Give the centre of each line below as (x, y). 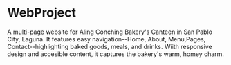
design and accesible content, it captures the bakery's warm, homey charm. (116, 54)
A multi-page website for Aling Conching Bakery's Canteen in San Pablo (110, 32)
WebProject (42, 13)
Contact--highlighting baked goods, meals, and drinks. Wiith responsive (110, 46)
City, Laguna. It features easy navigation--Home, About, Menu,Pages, (107, 39)
